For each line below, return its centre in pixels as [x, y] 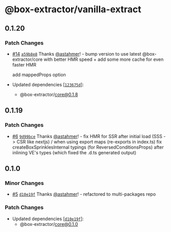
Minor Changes [24, 183]
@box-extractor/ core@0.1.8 [49, 94]
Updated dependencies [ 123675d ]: [48, 84]
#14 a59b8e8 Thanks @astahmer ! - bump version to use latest [77, 54]
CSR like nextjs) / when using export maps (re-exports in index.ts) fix [89, 142]
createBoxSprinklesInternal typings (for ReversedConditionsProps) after [88, 147]
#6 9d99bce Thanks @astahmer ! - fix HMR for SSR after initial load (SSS [87, 136]
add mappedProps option [39, 75]
